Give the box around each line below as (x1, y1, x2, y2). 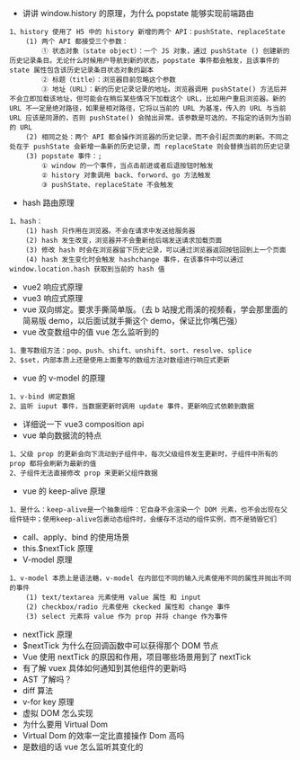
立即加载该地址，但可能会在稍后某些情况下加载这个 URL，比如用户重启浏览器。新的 (22, 94, 287, 103)
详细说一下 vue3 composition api (22, 419, 145, 429)
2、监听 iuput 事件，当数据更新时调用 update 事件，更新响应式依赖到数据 (9, 402, 254, 411)
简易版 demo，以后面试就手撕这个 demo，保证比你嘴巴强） (22, 316, 243, 326)
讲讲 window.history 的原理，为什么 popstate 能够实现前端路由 (22, 8, 254, 18)
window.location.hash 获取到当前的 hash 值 (9, 264, 165, 273)
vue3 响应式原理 (22, 293, 84, 303)
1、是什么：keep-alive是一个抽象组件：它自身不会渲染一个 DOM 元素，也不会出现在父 (9, 505, 288, 514)
